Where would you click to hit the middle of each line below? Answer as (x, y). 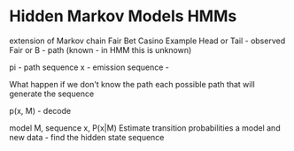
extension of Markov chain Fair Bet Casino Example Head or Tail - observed (147, 41)
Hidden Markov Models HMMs (123, 16)
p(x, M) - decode (40, 110)
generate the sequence (52, 94)
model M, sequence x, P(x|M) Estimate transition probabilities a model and (145, 128)
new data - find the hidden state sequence (87, 137)
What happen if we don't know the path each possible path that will (132, 84)
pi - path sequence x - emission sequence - (89, 67)
